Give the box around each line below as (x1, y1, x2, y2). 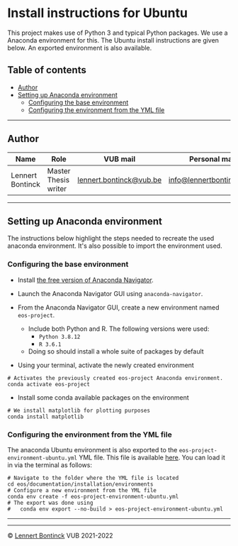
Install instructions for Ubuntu (7, 5, 188, 21)
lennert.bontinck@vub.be (77, 175, 162, 185)
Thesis (47, 175, 69, 185)
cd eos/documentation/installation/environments (7, 481, 154, 488)
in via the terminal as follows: (7, 460, 92, 469)
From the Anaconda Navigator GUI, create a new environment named (17, 303, 220, 312)
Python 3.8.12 (38, 333, 81, 340)
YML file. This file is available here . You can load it (79, 453, 225, 462)
